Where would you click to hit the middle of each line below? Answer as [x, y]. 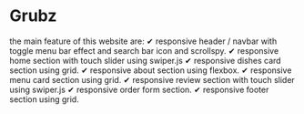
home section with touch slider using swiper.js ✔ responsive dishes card [145, 60]
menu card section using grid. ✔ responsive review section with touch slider [152, 79]
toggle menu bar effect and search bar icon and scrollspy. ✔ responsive [144, 50]
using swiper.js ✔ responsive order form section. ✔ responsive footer [139, 89]
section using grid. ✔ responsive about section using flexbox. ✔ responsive [151, 70]
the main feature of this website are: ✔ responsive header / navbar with [143, 41]
